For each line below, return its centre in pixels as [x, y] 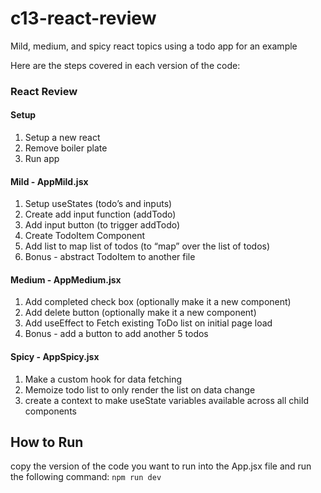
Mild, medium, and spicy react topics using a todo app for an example [154, 46]
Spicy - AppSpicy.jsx [55, 357]
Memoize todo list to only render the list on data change [140, 389]
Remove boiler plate [66, 148]
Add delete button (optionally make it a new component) [140, 313]
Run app [42, 159]
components [50, 411]
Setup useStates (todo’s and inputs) [98, 204]
